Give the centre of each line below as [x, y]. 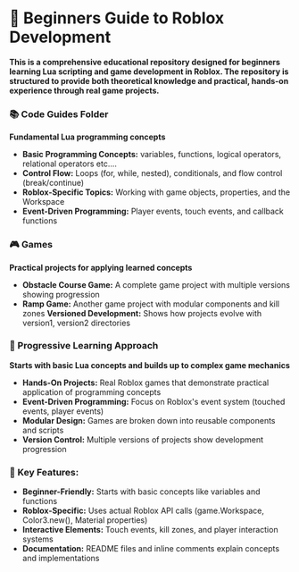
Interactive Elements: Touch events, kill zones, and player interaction [150, 530]
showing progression [61, 294]
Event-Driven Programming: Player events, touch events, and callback [153, 211]
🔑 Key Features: [44, 472]
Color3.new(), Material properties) [85, 520]
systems [37, 539]
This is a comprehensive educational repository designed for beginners [145, 62]
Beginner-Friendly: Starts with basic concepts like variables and [141, 492]
